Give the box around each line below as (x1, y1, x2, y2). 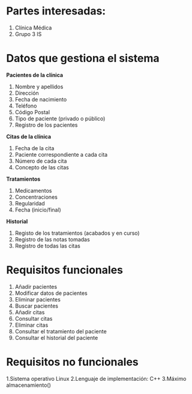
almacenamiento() (6, 381, 51, 389)
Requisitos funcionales (6, 263, 124, 277)
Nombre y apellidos (14, 83, 64, 90)
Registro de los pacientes (14, 121, 78, 129)
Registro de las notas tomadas (14, 235, 90, 243)
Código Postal (14, 108, 50, 115)
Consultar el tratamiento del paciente (14, 327, 107, 335)
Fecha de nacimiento (14, 95, 67, 103)
